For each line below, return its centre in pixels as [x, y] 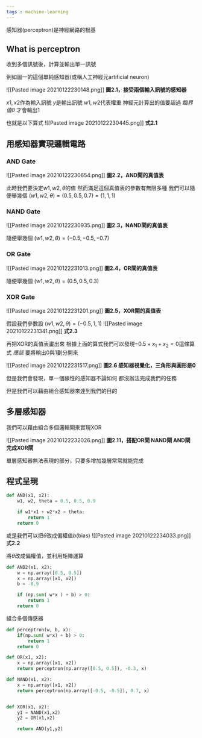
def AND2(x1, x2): [29, 567]
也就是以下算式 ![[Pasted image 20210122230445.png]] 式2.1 [82, 123]
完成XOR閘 [20, 448]
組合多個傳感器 [25, 618]
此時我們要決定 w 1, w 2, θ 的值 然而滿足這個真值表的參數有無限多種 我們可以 [98, 188]
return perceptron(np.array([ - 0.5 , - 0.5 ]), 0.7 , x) [83, 690]
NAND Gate [24, 211]
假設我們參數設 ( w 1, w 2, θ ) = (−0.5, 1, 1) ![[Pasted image [74, 324]
